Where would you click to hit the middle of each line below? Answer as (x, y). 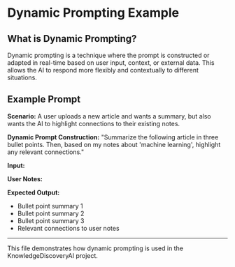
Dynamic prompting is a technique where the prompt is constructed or (108, 55)
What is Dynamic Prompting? (72, 39)
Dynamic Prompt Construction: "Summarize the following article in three (113, 137)
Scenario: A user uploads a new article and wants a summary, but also (109, 116)
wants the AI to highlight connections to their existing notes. (94, 123)
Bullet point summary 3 (51, 220)
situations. (22, 77)
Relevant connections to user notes (69, 228)
